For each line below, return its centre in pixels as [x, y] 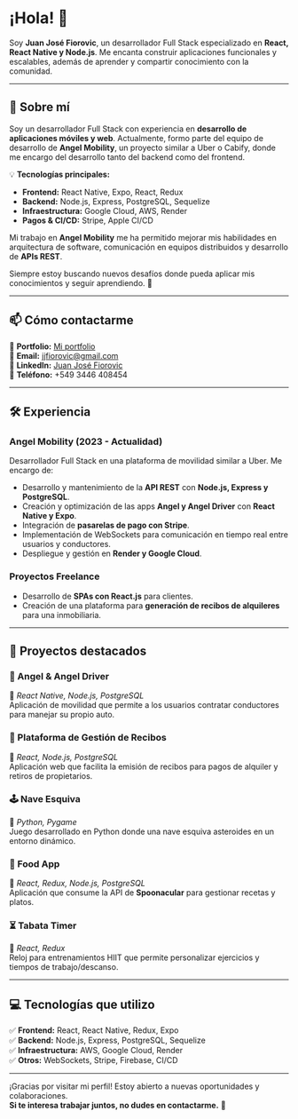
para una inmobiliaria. [62, 615]
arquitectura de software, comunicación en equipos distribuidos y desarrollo [149, 247]
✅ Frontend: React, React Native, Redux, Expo [94, 1030]
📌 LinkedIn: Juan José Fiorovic [66, 365]
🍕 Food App [35, 863]
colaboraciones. [39, 1096]
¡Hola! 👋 [39, 18]
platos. [22, 902]
